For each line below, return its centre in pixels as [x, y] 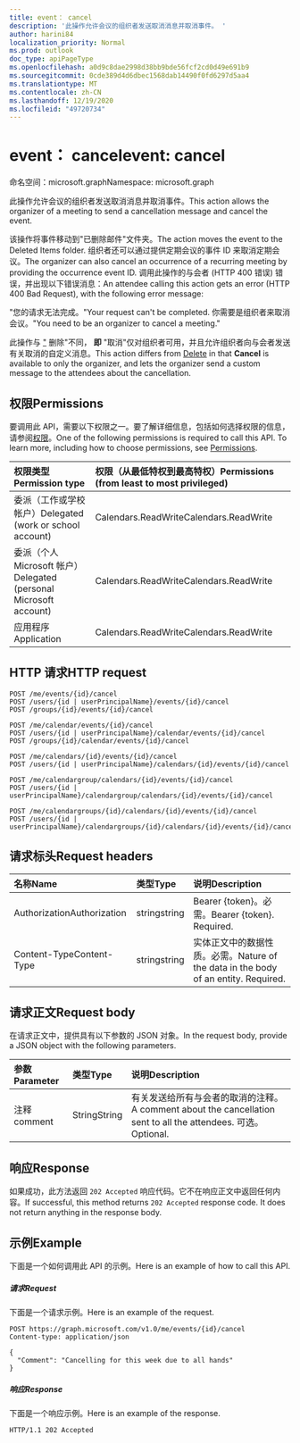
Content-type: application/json [69, 1337]
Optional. [150, 1134]
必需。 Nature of [245, 955]
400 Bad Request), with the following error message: [106, 294]
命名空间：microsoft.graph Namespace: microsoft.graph [112, 182]
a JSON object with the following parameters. [93, 1046]
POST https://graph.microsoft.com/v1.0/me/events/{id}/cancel [127, 1330]
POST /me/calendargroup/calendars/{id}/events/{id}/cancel [121, 780]
